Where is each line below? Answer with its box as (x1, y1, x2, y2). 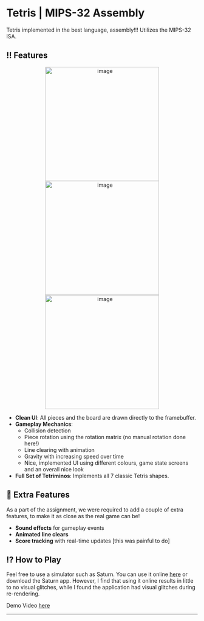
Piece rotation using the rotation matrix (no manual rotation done (24, 433, 186, 440)
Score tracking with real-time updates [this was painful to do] (15, 537, 170, 544)
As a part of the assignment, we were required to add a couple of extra (6, 505, 184, 513)
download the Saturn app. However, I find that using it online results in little (6, 577, 194, 585)
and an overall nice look (24, 465, 84, 473)
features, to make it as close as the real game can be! (6, 512, 140, 519)
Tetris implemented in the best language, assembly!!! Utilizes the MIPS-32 (6, 26, 191, 33)
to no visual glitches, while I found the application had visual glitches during (6, 584, 195, 591)
